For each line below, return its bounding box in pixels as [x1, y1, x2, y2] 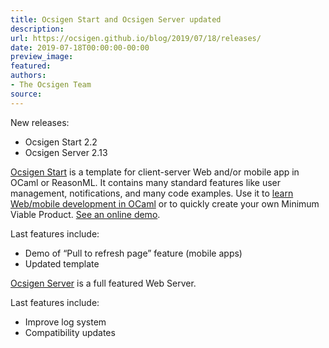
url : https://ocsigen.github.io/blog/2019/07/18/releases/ [10, 33, 262, 43]
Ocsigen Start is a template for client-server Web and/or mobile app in [10, 166, 300, 178]
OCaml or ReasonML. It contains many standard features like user [10, 176, 282, 188]
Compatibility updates [24, 326, 116, 338]
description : [10, 24, 65, 34]
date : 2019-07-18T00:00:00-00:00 [10, 42, 150, 53]
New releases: [10, 116, 70, 128]
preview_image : [10, 52, 74, 62]
